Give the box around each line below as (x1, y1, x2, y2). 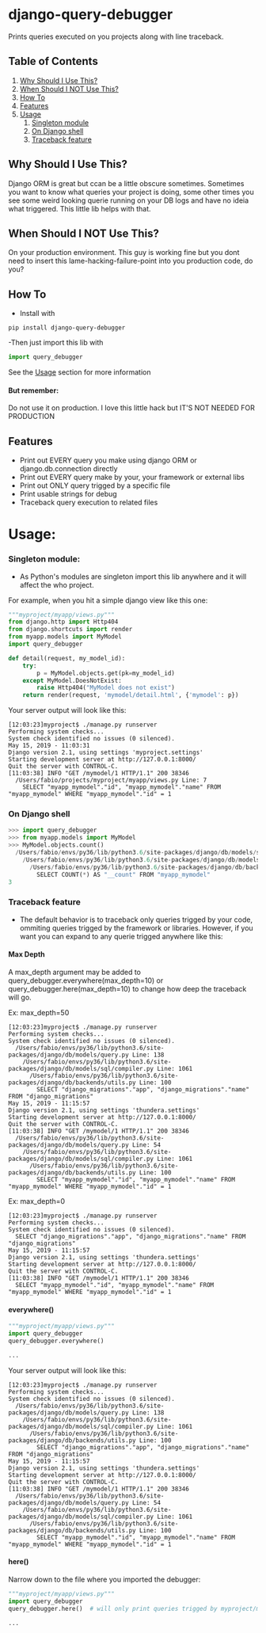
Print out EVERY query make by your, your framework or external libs (19, 473, 245, 482)
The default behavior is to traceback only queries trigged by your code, (19, 915, 253, 924)
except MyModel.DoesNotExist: (22, 676, 123, 684)
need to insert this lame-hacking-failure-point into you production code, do (8, 256, 253, 266)
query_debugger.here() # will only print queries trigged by (8, 1604, 218, 1612)
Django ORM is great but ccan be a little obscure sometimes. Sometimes (8, 178, 245, 188)
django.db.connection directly (19, 464, 118, 474)
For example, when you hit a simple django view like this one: (8, 596, 208, 605)
